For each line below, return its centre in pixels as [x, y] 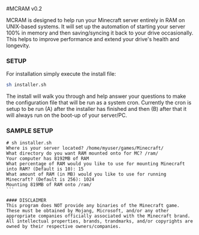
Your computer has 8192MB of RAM [48, 159]
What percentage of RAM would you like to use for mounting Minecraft [96, 164]
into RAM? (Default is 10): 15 [45, 169]
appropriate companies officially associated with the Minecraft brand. [98, 216]
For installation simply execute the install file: [61, 74]
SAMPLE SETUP [30, 131]
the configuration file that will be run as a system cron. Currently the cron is [99, 103]
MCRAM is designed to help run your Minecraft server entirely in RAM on [96, 20]
